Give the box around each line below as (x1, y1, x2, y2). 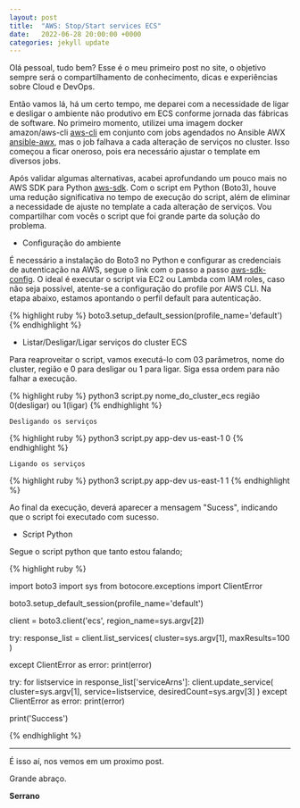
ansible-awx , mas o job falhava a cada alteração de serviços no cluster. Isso (9, 137, 290, 147)
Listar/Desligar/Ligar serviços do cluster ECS (21, 337, 187, 348)
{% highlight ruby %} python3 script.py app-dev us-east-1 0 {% (9, 433, 244, 444)
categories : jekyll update (9, 37, 110, 47)
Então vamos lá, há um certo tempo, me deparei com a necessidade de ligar (9, 99, 289, 110)
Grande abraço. (9, 773, 67, 784)
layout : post (9, 12, 58, 22)
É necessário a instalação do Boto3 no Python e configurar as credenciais (9, 255, 281, 266)
